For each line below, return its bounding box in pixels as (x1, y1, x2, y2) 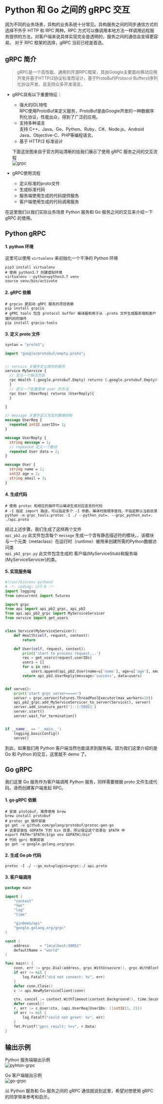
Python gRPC (5, 229, 46, 238)
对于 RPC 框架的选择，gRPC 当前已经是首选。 (14, 39, 106, 45)
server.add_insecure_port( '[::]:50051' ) (14, 705, 97, 710)
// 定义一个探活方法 (9, 373, 45, 378)
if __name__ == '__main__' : (5, 727, 62, 731)
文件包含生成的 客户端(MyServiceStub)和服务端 (43, 550, 138, 556)
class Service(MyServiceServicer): (5, 628, 77, 634)
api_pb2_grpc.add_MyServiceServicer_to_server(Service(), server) (14, 700, 151, 705)
